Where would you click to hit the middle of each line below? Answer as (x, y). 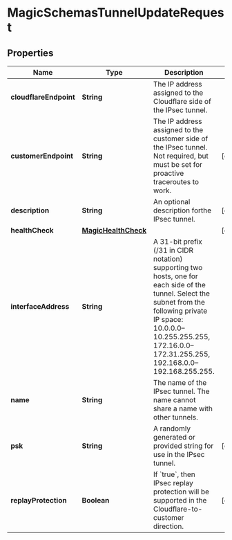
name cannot (174, 400)
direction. (168, 526)
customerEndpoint (42, 156)
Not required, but (181, 156)
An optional (172, 202)
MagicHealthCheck (114, 230)
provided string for (183, 446)
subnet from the (179, 302)
